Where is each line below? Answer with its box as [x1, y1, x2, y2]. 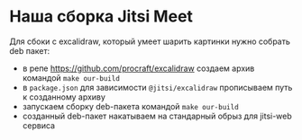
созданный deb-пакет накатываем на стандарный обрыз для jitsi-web [22, 110, 293, 121]
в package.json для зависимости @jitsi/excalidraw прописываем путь [22, 82, 293, 92]
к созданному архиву [22, 92, 106, 102]
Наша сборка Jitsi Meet [9, 6, 194, 27]
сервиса [22, 119, 56, 131]
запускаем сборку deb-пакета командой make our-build [22, 101, 239, 111]
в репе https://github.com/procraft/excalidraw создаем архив [22, 63, 255, 74]
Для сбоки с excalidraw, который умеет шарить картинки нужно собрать [9, 36, 291, 47]
